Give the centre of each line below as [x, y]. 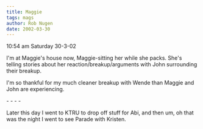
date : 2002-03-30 [28, 29]
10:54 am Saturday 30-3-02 [41, 46]
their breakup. [24, 71]
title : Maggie [24, 12]
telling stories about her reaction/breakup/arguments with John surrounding [102, 64]
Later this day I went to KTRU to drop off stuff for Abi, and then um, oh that [100, 113]
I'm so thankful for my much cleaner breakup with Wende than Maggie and [100, 83]
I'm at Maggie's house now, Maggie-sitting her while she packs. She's [94, 58]
